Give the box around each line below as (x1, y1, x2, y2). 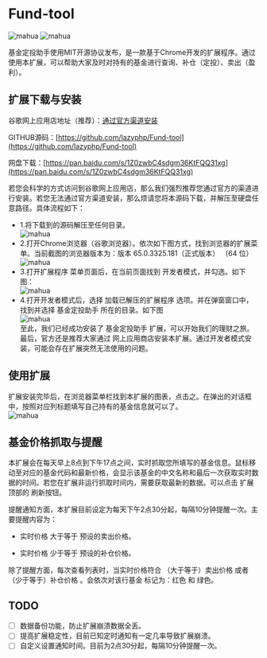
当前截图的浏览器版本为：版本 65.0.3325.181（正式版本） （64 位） (33, 248, 253, 258)
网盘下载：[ (8, 158, 46, 167)
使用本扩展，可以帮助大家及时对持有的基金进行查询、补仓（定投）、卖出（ (8, 57, 249, 67)
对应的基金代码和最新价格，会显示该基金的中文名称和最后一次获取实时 (21, 468, 252, 477)
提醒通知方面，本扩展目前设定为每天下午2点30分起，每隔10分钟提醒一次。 (8, 504, 252, 514)
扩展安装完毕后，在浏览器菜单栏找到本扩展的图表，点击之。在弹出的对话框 (8, 391, 252, 401)
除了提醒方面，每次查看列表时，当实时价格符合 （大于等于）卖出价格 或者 (8, 566, 249, 575)
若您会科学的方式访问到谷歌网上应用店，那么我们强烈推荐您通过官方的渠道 (8, 183, 252, 193)
